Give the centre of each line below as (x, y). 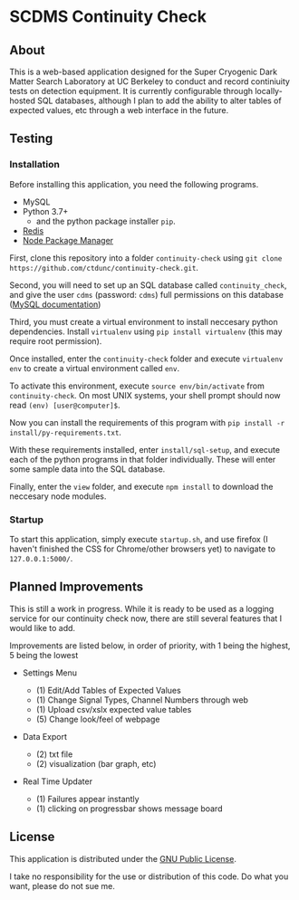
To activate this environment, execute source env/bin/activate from (137, 386)
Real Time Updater (58, 781)
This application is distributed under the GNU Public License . (123, 858)
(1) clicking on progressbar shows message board (129, 809)
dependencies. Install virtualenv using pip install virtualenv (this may (146, 331)
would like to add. (42, 627)
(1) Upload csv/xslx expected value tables (114, 709)
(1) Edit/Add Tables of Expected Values (108, 690)
